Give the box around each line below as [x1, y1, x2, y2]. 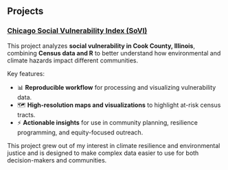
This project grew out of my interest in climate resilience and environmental [7, 141, 220, 149]
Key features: [7, 69, 45, 77]
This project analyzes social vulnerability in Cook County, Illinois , [7, 41, 196, 50]
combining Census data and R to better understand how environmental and [7, 49, 221, 57]
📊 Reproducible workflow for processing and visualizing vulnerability [16, 83, 216, 91]
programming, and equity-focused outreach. [16, 128, 144, 136]
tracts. [16, 110, 36, 119]
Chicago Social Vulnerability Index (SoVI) [7, 26, 148, 36]
